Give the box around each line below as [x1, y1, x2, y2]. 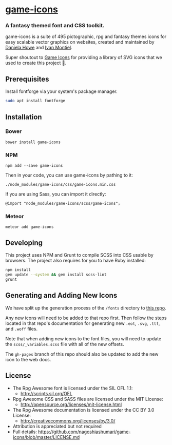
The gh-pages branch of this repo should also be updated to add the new [5, 351, 159, 357]
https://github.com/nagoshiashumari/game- [37, 429, 131, 435]
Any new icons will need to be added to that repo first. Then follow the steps [5, 315, 167, 321]
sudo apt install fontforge [5, 99, 66, 104]
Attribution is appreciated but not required [12, 423, 102, 429]
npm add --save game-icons [5, 163, 63, 168]
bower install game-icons [5, 140, 61, 145]
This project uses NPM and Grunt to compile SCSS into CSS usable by [5, 252, 154, 258]
